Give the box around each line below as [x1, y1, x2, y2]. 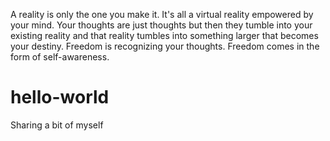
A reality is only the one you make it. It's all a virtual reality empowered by [10, 9, 314, 20]
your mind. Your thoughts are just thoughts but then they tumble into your [10, 19, 313, 31]
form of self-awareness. [10, 51, 110, 63]
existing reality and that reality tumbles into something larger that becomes [10, 30, 319, 41]
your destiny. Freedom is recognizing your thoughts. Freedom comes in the [10, 40, 320, 52]
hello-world [10, 86, 110, 109]
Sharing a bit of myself [10, 119, 104, 131]
